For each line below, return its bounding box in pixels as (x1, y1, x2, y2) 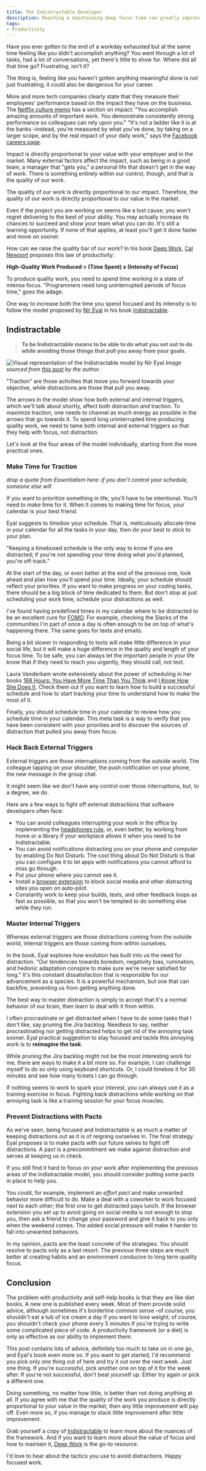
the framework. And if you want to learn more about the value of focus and (6, 1434, 196, 1442)
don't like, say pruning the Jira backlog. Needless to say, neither (6, 1020, 169, 1028)
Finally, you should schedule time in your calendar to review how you (6, 708, 181, 716)
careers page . (6, 139, 42, 146)
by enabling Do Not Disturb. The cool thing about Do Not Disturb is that (15, 852, 195, 859)
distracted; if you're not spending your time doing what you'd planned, (6, 551, 185, 559)
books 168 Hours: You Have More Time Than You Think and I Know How (6, 677, 189, 685)
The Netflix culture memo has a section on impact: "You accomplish (6, 106, 178, 114)
